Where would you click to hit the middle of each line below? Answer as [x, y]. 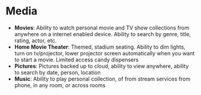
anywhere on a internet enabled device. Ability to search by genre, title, [103, 34]
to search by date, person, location [57, 72]
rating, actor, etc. [35, 40]
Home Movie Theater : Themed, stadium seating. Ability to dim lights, [100, 47]
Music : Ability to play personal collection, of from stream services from [102, 79]
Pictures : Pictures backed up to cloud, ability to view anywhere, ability [101, 66]
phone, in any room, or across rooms [60, 85]
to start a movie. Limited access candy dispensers [76, 60]
